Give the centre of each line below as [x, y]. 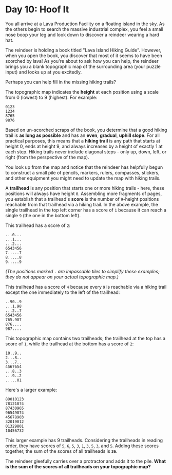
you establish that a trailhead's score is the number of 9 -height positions [82, 199]
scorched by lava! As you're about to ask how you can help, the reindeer [82, 61]
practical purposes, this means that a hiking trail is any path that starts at [83, 140]
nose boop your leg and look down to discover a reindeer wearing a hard [82, 34]
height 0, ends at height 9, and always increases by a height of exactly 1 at [84, 146]
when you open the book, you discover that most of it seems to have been [84, 56]
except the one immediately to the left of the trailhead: [63, 292]
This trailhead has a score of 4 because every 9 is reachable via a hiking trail [86, 287]
